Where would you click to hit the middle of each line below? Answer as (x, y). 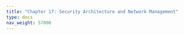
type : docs (20, 17)
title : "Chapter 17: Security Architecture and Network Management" (92, 12)
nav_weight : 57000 (29, 23)
